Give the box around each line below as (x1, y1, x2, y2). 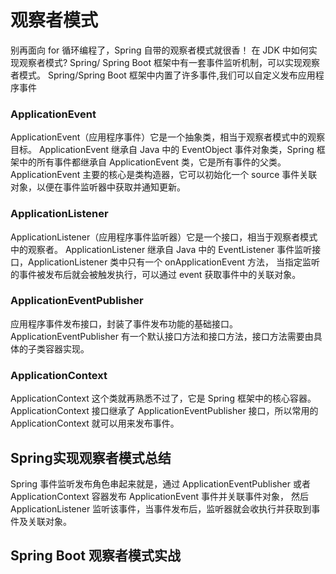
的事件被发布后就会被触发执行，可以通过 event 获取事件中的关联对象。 (10, 268, 302, 280)
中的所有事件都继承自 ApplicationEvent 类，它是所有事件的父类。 (18, 156, 287, 168)
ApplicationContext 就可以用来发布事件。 (10, 417, 180, 430)
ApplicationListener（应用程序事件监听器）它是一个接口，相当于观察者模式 (10, 231, 318, 243)
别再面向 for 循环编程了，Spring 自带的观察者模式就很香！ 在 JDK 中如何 (10, 44, 309, 56)
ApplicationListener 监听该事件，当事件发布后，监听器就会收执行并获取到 (10, 502, 312, 515)
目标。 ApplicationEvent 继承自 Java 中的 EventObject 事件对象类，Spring (10, 144, 315, 156)
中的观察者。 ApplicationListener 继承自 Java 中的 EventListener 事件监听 (10, 243, 313, 255)
